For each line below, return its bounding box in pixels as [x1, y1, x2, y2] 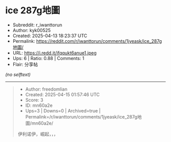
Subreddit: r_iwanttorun [12, 21, 63, 28]
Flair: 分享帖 [12, 61, 38, 67]
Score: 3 [25, 97, 43, 103]
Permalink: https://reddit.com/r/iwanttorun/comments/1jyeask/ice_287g [12, 38, 162, 44]
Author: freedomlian [25, 86, 68, 92]
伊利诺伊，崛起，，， [17, 131, 59, 137]
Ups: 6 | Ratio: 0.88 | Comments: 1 [12, 55, 84, 61]
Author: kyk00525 [12, 27, 51, 33]
